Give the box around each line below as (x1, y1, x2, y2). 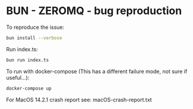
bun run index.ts (6, 57, 49, 63)
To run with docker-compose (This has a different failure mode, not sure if (6, 68, 188, 75)
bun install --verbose (6, 35, 62, 41)
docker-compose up (6, 85, 52, 91)
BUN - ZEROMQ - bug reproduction (6, 4, 182, 18)
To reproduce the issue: (6, 24, 65, 31)
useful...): (6, 74, 30, 81)
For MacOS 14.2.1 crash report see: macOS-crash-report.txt (6, 96, 153, 103)
